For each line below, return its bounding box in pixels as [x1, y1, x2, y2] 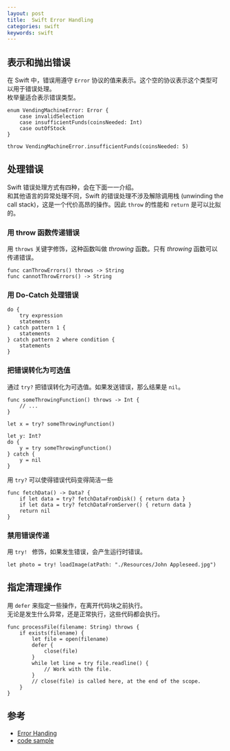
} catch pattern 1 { [7, 324, 67, 331]
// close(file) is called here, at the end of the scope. [32, 677, 201, 685]
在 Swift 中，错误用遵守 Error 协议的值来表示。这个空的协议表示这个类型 [7, 76, 212, 85]
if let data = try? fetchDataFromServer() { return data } [19, 501, 192, 508]
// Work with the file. [43, 666, 112, 673]
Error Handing [16, 729, 57, 737]
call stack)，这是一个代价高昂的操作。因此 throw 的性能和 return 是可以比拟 [7, 200, 221, 209]
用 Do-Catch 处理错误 [7, 290, 79, 300]
